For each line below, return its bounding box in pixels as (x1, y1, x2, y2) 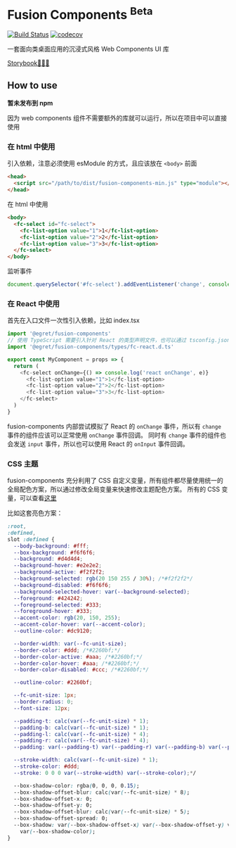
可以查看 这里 (19, 494, 57, 502)
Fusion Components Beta (7, 4, 153, 23)
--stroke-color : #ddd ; (13, 763, 80, 771)
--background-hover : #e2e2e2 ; (13, 562, 102, 569)
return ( (13, 362, 39, 369)
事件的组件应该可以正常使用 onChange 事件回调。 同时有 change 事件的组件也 (7, 431, 226, 439)
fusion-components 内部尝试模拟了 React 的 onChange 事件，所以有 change (7, 422, 221, 430)
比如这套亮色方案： (7, 509, 63, 517)
